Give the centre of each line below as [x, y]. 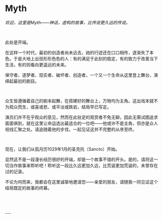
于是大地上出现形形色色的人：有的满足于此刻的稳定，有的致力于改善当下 [86, 58]
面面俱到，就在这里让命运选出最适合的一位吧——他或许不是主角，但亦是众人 [81, 123]
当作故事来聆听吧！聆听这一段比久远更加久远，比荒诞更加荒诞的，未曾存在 [83, 165]
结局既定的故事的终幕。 [28, 188]
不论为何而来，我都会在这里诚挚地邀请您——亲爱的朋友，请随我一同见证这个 [81, 182]
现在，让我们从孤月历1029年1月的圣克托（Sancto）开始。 [62, 149]
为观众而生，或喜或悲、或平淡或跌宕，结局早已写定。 [58, 107]
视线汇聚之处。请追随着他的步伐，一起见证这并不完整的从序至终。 [71, 129]
